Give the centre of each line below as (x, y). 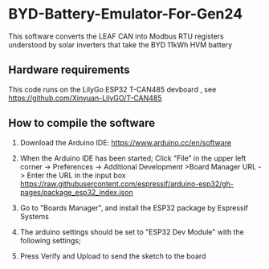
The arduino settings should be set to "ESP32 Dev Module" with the (132, 232)
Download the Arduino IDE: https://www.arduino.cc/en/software (125, 142)
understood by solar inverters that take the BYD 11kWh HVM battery (120, 44)
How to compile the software (82, 123)
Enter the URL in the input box (76, 175)
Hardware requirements (69, 70)
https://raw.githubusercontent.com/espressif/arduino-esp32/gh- (127, 183)
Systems (35, 216)
